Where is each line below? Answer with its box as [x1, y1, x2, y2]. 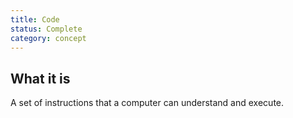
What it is [10, 70, 71, 87]
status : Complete [10, 24, 83, 34]
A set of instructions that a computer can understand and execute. [10, 97, 285, 109]
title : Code [10, 14, 60, 25]
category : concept [10, 33, 87, 43]
